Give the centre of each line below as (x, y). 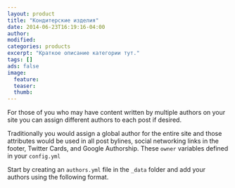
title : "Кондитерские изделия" (53, 20)
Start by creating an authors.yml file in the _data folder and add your (107, 170)
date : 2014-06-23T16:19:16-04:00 (56, 27)
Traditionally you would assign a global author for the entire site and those (115, 134)
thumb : (23, 92)
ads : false (23, 66)
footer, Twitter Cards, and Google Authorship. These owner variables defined (118, 149)
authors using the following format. (58, 177)
